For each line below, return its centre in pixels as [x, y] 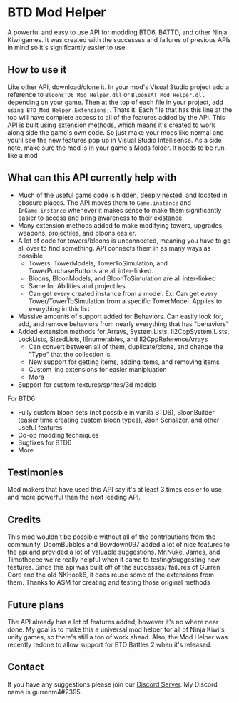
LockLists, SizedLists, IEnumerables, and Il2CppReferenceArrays [113, 339]
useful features [40, 427]
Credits [24, 519]
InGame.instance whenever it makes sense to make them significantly [119, 210]
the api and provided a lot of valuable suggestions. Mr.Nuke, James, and [114, 552]
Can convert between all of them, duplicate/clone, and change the [126, 346]
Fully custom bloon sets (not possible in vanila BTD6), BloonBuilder [116, 412]
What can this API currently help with [92, 178]
